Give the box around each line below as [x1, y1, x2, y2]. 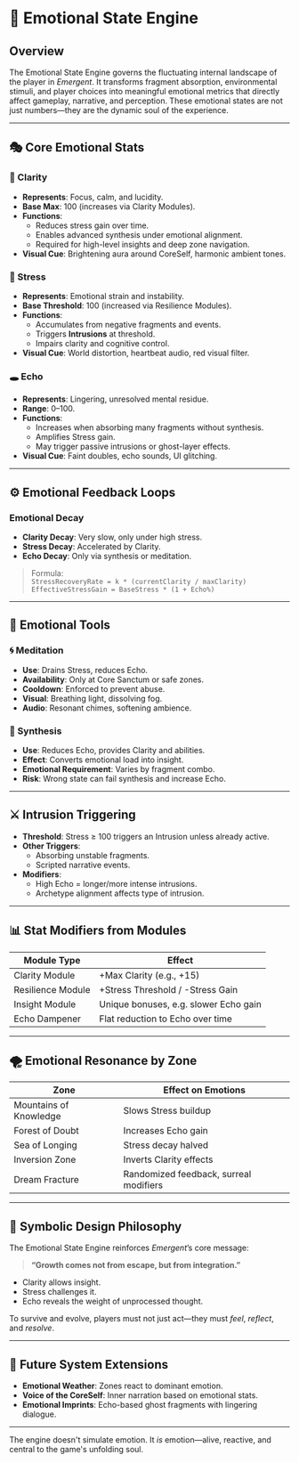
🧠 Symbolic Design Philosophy [9, 1219, 182, 1234]
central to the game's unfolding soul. [9, 1444, 144, 1455]
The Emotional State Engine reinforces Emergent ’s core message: [9, 1242, 249, 1254]
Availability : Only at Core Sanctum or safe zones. [21, 674, 205, 685]
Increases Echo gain [123, 1125, 208, 1137]
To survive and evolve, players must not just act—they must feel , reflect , [9, 1313, 274, 1324]
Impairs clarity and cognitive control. [35, 337, 170, 348]
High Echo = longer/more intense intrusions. [35, 878, 198, 889]
